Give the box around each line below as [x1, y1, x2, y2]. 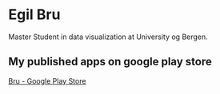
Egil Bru [8, 6, 61, 24]
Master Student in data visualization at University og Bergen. [8, 32, 208, 41]
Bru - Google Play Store [8, 76, 86, 85]
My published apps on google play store [8, 55, 212, 69]
